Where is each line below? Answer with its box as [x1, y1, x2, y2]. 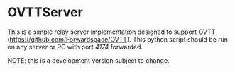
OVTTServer [7, 4, 83, 20]
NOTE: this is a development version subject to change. [7, 56, 170, 64]
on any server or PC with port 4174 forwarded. [7, 42, 143, 51]
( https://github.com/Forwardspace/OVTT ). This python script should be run [7, 35, 229, 43]
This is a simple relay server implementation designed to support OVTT [7, 28, 216, 36]
